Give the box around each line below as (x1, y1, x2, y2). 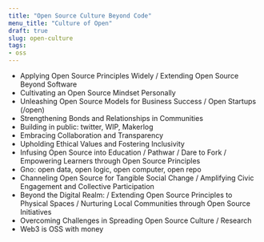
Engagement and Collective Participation (19, 182, 154, 191)
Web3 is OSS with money (19, 224, 104, 233)
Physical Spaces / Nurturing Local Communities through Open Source (19, 199, 250, 208)
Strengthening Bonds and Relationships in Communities (19, 114, 204, 123)
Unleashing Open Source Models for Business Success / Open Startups (19, 97, 257, 106)
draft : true (8, 26, 48, 34)
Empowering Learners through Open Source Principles (19, 156, 201, 165)
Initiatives (19, 208, 52, 216)
